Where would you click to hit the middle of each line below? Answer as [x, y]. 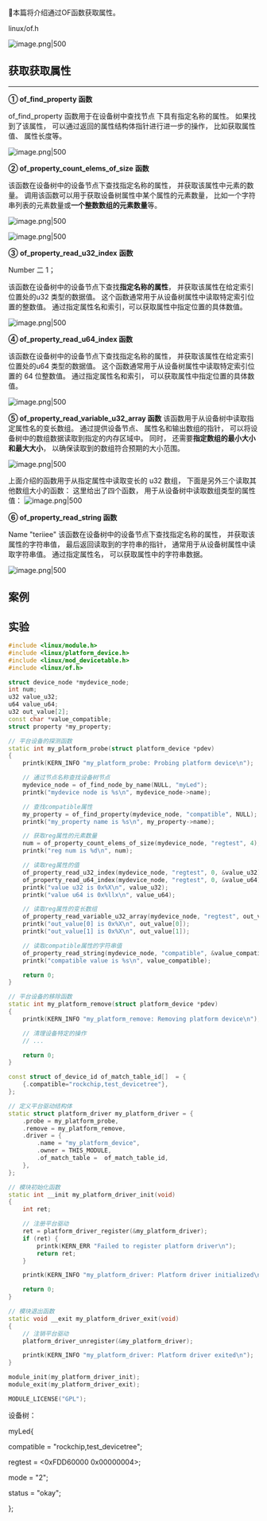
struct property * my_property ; [60, 727]
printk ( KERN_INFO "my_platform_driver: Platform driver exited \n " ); [138, 1355]
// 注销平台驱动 [46, 1334]
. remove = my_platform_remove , [74, 1128]
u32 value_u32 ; [33, 697]
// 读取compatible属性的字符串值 [72, 946]
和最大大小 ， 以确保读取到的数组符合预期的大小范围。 [96, 448]
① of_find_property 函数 [50, 99]
